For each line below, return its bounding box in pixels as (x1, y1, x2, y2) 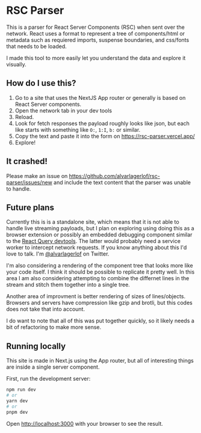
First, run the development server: (6, 375, 91, 382)
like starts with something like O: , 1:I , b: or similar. (14, 126, 141, 133)
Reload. (14, 113, 34, 120)
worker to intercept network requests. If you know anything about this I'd (6, 244, 187, 251)
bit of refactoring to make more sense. (6, 324, 102, 331)
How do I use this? (6, 78, 76, 88)
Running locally (6, 341, 66, 351)
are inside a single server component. (6, 363, 100, 370)
